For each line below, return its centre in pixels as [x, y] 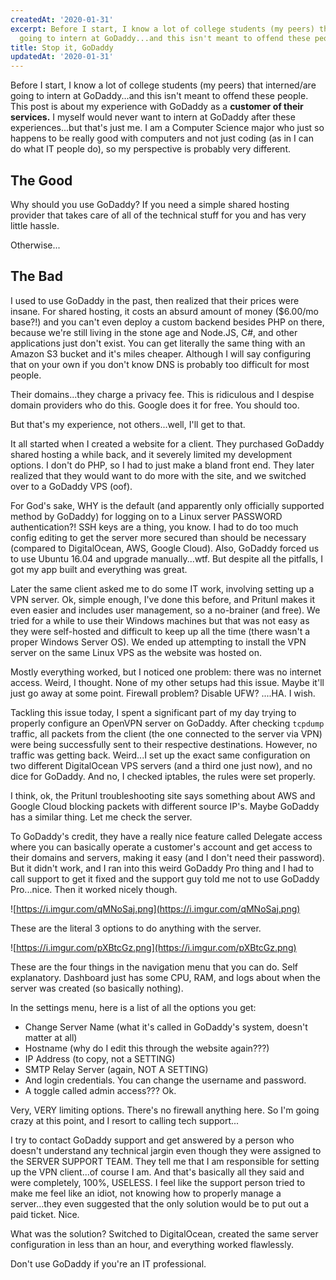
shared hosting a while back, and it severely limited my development [151, 454]
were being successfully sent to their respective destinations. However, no [164, 744]
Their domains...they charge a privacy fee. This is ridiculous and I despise [162, 394]
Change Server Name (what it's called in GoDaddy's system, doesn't [166, 1027]
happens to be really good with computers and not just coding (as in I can [162, 138]
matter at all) [51, 1037]
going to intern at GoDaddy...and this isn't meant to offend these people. [159, 96]
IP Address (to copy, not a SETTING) [100, 1058]
